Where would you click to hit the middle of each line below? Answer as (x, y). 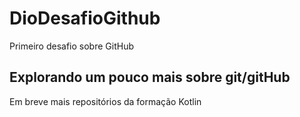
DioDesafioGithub (85, 18)
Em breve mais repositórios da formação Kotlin (105, 101)
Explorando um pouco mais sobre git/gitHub (150, 77)
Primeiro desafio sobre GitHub (71, 46)
